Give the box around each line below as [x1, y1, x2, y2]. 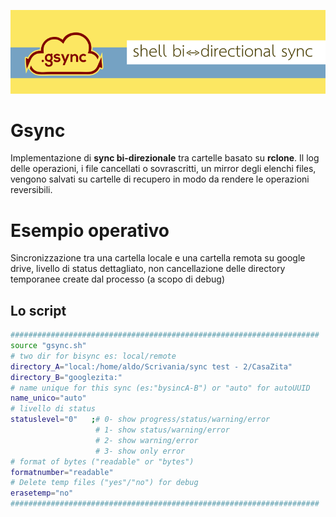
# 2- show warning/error [95, 435, 199, 445]
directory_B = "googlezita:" [10, 372, 123, 382]
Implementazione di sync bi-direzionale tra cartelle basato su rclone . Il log [10, 152, 320, 164]
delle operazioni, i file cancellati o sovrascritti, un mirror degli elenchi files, [10, 163, 317, 175]
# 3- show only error [95, 446, 186, 456]
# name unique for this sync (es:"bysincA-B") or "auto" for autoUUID [10, 383, 311, 393]
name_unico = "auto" [10, 393, 87, 404]
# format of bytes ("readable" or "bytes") [10, 456, 195, 467]
